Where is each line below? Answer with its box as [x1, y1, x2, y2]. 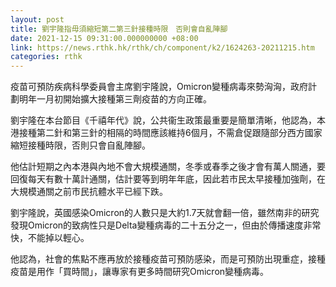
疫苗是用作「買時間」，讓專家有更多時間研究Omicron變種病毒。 [10, 266, 270, 278]
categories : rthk [10, 52, 83, 62]
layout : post [10, 14, 65, 25]
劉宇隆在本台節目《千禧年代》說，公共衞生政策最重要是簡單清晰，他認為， [10, 114, 317, 126]
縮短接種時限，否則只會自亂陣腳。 [10, 139, 151, 151]
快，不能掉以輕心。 [10, 232, 90, 244]
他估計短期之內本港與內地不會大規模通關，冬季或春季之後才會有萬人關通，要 [10, 161, 326, 173]
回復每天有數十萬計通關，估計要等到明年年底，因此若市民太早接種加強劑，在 [10, 173, 326, 185]
